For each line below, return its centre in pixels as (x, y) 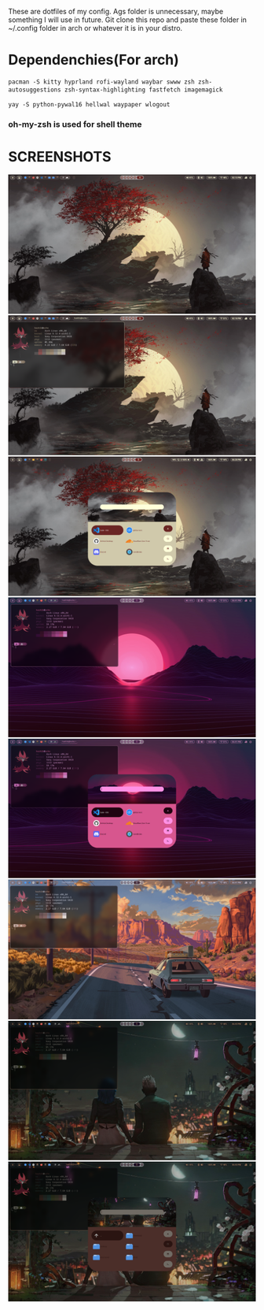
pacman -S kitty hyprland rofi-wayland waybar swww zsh (101, 82)
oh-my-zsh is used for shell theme (75, 124)
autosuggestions (35, 90)
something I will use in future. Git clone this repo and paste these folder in (128, 20)
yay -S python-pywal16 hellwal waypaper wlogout (89, 104)
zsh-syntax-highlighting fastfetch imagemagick (143, 90)
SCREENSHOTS (60, 157)
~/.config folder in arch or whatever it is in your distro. (95, 28)
